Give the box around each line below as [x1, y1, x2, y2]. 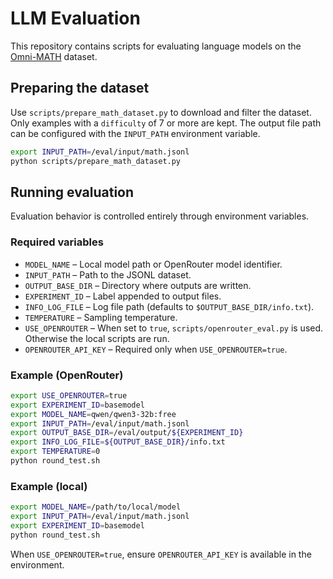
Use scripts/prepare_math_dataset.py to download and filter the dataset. [10, 106, 312, 118]
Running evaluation [10, 183, 135, 201]
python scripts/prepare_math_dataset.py [10, 156, 182, 166]
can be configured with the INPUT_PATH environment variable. [10, 127, 261, 139]
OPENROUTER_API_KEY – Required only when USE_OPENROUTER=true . [24, 343, 288, 355]
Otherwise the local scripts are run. [24, 332, 170, 344]
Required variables [10, 235, 104, 249]
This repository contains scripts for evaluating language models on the [10, 40, 302, 52]
